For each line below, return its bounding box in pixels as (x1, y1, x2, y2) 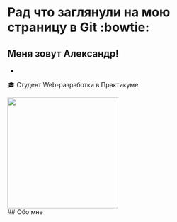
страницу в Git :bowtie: (7, 19, 150, 35)
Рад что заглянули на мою (7, 4, 171, 21)
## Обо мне (7, 208, 44, 216)
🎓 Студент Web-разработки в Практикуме (7, 81, 139, 89)
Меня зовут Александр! (7, 48, 119, 60)
